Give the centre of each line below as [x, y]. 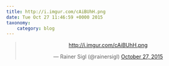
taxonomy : [19, 23]
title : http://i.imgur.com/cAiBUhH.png [56, 12]
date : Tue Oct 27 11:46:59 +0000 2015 [55, 17]
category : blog [36, 28]
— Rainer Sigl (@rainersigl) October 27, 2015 [108, 56]
